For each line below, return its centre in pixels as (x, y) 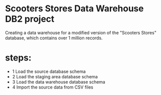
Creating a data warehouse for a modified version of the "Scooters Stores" (81, 32)
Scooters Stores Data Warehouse (74, 9)
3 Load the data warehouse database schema (59, 82)
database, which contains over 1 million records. (54, 38)
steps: (18, 58)
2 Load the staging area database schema (55, 76)
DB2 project (30, 19)
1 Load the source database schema (49, 71)
